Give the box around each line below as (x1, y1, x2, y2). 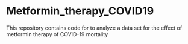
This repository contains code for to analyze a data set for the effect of (6, 24, 183, 31)
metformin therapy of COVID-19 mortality (6, 30, 108, 37)
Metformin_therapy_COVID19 (6, 4, 154, 18)
